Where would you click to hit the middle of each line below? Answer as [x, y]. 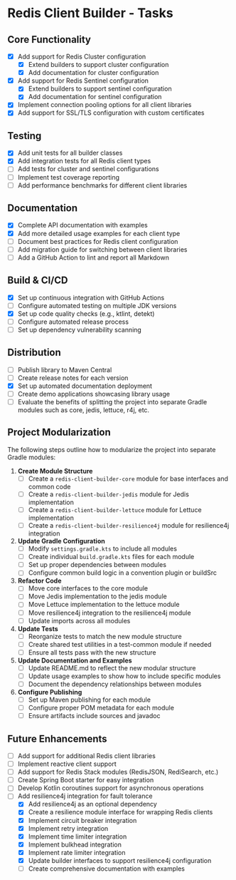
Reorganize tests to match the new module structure [105, 636]
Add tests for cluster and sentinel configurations [88, 169]
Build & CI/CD [38, 281]
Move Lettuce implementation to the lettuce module [104, 605]
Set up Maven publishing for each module [90, 700]
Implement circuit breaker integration [82, 820]
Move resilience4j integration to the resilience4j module [109, 613]
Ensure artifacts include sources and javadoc [94, 716]
